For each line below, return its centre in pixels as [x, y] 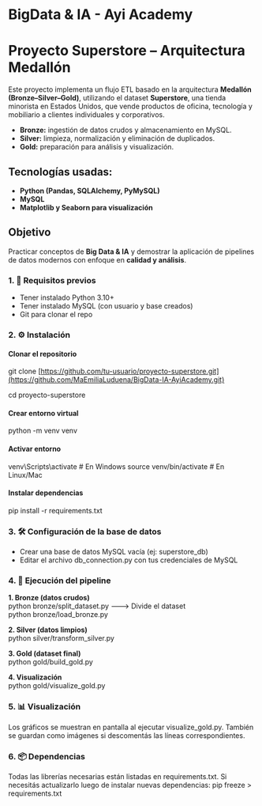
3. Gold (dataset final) [45, 653]
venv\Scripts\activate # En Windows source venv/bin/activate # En [116, 466]
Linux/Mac [26, 475]
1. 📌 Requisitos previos [52, 280]
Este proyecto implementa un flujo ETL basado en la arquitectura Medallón [130, 89]
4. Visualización [35, 677]
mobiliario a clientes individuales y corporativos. [86, 115]
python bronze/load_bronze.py [58, 615]
